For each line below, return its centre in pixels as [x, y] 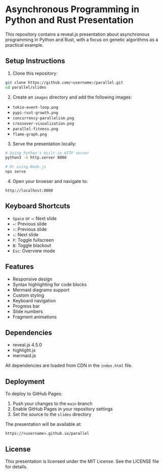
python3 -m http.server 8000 [36, 158]
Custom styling [28, 295]
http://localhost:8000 [29, 191]
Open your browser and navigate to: [50, 181]
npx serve [16, 172]
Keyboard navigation [34, 300]
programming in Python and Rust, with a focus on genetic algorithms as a [82, 40]
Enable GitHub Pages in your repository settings [63, 409]
